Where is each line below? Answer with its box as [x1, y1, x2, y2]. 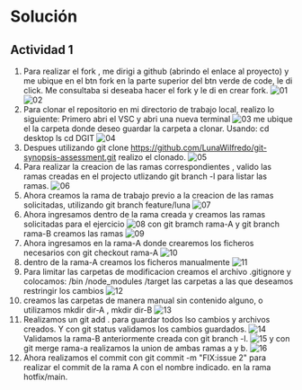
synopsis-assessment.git [22, 152, 117, 163]
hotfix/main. [22, 371, 68, 382]
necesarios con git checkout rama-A [22, 247, 159, 258]
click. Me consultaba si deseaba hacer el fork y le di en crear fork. [22, 85, 269, 95]
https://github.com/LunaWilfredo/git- [130, 142, 268, 153]
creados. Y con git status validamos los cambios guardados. [22, 324, 247, 334]
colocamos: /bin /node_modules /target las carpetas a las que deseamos [22, 276, 294, 287]
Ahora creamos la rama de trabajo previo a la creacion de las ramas [22, 191, 274, 200]
